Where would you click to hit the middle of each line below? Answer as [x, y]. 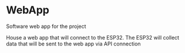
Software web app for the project [46, 26]
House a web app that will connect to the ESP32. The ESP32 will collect [93, 37]
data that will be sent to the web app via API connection [73, 44]
